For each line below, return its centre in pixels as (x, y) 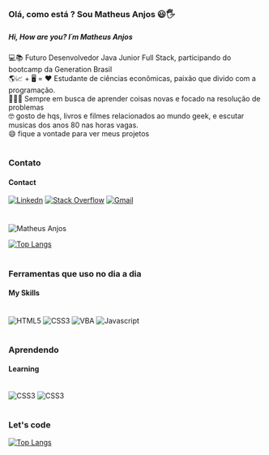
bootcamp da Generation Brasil (60, 69)
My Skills (24, 293)
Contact (22, 182)
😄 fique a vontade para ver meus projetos (79, 133)
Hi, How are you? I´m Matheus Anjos (71, 36)
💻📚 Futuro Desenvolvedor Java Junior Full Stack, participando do (120, 58)
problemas (26, 107)
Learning (24, 369)
